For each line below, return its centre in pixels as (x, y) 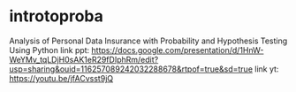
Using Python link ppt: (49, 50)
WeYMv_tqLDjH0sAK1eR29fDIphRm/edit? (84, 59)
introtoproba (57, 16)
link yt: (267, 69)
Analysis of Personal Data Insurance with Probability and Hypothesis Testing (148, 41)
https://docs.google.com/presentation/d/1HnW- (178, 50)
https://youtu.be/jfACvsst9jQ (61, 78)
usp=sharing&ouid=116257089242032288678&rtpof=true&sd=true (131, 69)
